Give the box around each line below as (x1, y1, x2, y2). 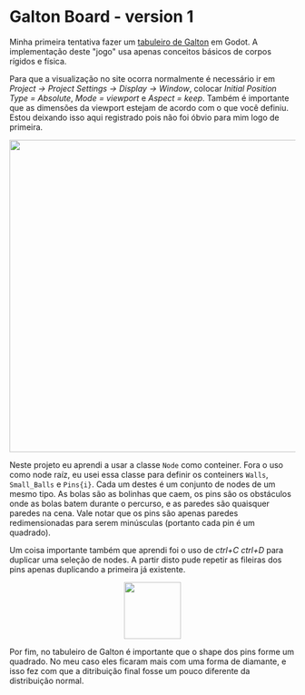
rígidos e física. (9, 55, 67, 66)
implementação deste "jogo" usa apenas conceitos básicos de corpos (9, 45, 272, 56)
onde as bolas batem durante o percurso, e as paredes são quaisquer (9, 498, 271, 509)
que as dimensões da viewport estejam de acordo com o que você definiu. (9, 102, 289, 113)
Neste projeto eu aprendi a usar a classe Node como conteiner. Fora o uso (9, 459, 284, 470)
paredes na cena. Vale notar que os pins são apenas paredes (9, 507, 239, 519)
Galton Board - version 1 (9, 6, 194, 27)
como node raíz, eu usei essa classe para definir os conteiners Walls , (9, 469, 270, 480)
